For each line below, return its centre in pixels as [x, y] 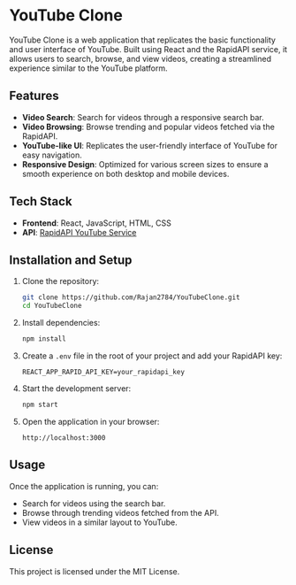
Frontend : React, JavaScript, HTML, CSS [97, 223]
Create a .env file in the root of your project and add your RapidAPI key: [152, 356]
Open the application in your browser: [91, 421]
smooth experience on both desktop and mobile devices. [125, 173]
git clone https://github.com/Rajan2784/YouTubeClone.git [131, 297]
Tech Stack [41, 201]
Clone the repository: [61, 281]
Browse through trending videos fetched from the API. [120, 512]
